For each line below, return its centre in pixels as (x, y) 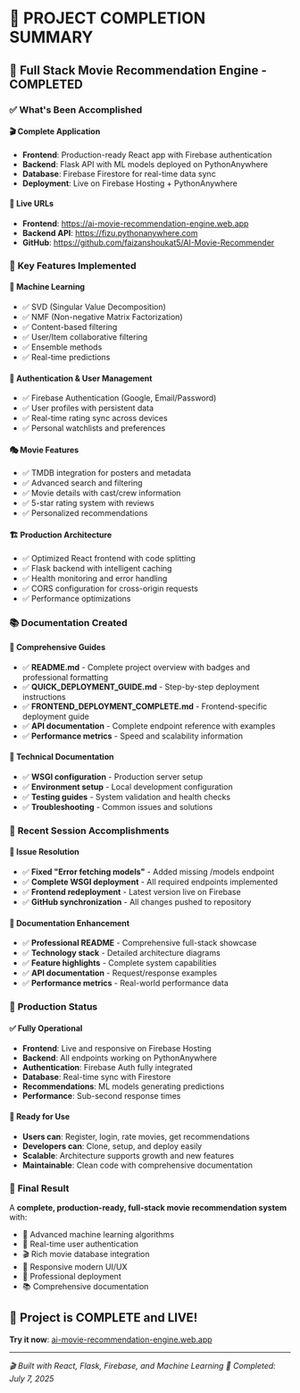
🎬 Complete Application (55, 131)
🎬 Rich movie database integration (86, 1254)
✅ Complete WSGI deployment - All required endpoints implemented (150, 882)
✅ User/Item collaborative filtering (85, 337)
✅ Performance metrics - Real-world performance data (125, 984)
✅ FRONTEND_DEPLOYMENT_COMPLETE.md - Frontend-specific (145, 706)
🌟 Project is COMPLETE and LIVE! (104, 1318)
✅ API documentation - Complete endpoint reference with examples (149, 726)
